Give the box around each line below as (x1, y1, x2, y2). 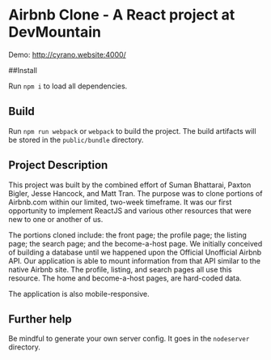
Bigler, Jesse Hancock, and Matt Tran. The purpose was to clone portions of (8, 188, 263, 198)
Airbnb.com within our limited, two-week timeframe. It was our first (8, 197, 232, 207)
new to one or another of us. (8, 214, 104, 224)
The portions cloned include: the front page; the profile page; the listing (8, 229, 247, 240)
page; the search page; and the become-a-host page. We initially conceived (8, 238, 263, 248)
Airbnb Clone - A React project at (8, 6, 235, 24)
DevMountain (8, 23, 102, 41)
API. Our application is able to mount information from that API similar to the (8, 255, 261, 265)
